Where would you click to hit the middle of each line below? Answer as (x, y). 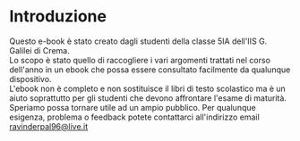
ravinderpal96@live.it (49, 126)
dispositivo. (30, 79)
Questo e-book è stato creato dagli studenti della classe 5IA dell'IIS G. (138, 41)
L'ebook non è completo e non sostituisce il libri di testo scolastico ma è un (148, 88)
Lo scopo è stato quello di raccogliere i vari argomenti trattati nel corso (140, 60)
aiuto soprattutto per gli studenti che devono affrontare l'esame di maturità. (148, 98)
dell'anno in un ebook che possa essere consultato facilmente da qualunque (150, 70)
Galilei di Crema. (39, 50)
